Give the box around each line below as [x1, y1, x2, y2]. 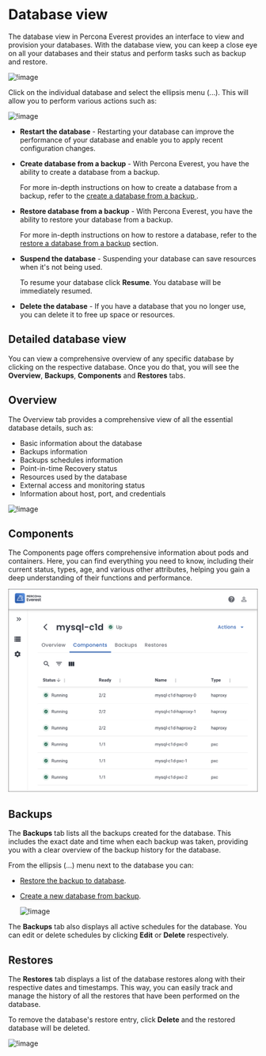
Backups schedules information [19, 455, 123, 465]
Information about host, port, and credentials [19, 488, 166, 498]
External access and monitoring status [19, 481, 145, 490]
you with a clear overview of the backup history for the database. [8, 845, 222, 855]
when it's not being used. [19, 262, 103, 272]
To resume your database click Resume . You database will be [19, 277, 222, 287]
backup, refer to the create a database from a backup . [19, 191, 199, 200]
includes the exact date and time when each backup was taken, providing [8, 837, 249, 846]
